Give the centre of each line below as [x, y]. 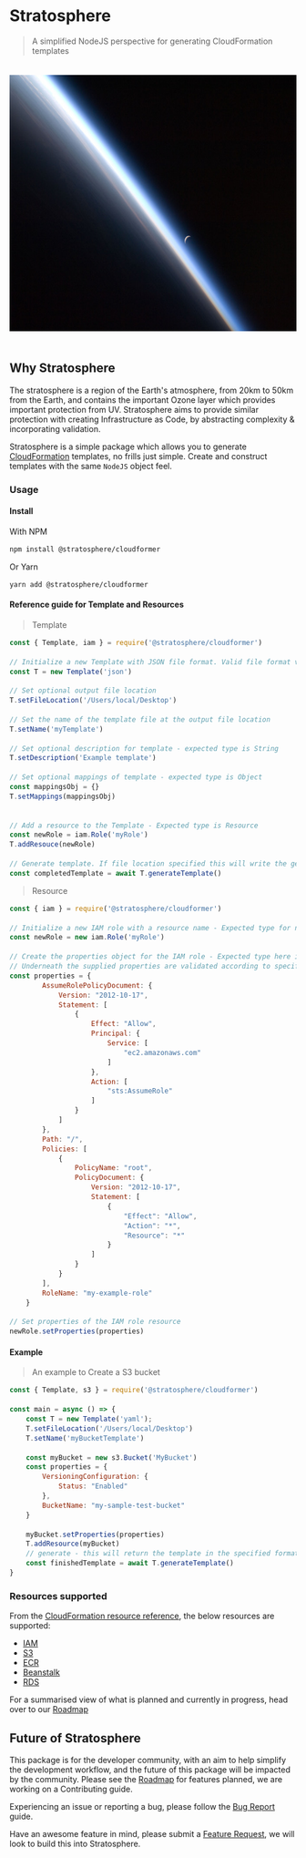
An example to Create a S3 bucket [96, 1372]
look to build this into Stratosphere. [75, 1844]
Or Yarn [24, 567]
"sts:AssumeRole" [140, 1091]
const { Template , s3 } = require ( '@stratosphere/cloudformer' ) [134, 1391]
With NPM [29, 531]
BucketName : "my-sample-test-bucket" [113, 1505]
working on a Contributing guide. [71, 1789]
